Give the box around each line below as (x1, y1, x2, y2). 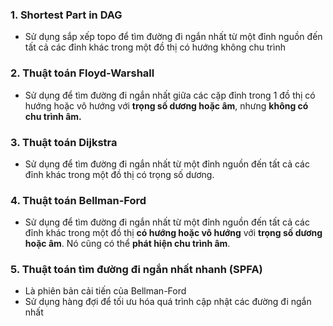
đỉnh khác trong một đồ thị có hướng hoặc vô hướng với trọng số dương (24, 227, 323, 239)
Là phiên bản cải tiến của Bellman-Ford (24, 285, 187, 297)
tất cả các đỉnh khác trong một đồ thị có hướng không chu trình (24, 41, 286, 53)
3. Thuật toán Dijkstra (10, 135, 118, 149)
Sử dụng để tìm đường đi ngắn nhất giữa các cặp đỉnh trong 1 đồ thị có (24, 89, 316, 101)
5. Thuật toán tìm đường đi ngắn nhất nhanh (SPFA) (10, 263, 263, 277)
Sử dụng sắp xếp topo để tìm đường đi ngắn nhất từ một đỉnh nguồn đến (24, 31, 323, 43)
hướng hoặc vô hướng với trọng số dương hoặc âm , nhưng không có (24, 99, 309, 112)
